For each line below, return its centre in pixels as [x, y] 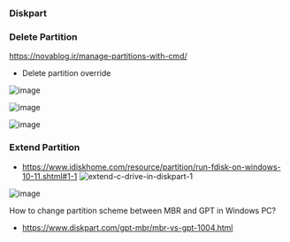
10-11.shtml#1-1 [50, 176]
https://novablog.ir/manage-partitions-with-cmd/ [98, 57]
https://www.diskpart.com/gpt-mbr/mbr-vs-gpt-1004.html [127, 227]
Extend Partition [45, 147]
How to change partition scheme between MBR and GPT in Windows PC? [143, 210]
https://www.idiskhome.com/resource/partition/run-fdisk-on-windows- [151, 167]
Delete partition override [66, 73]
